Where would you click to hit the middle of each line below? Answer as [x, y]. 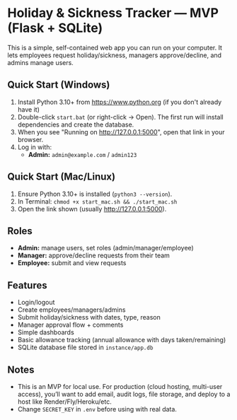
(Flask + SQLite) [55, 28]
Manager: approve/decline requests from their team [93, 255]
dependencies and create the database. [76, 124]
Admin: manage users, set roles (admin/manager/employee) [106, 248]
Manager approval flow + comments [70, 325]
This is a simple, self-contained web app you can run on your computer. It [115, 47]
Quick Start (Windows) [59, 85]
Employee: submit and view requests [72, 263]
